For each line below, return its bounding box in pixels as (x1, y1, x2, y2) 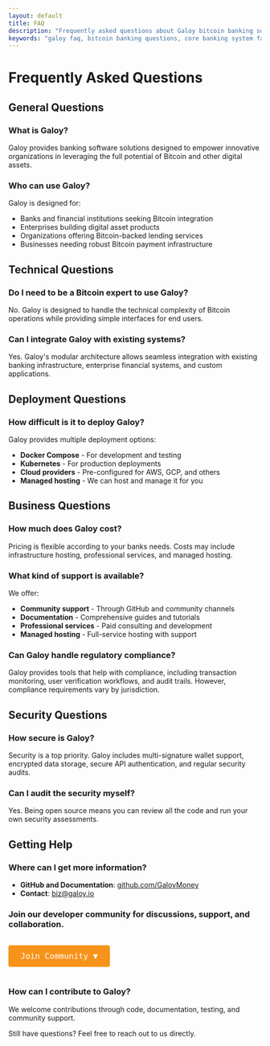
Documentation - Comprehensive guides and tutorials (19, 612, 201, 623)
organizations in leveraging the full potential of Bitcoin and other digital (8, 152, 243, 161)
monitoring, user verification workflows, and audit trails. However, (8, 676, 227, 686)
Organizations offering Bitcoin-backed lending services (19, 231, 203, 241)
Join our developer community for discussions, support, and (8, 909, 251, 920)
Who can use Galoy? (8, 180, 91, 191)
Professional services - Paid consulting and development (19, 621, 213, 631)
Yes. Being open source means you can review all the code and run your (8, 806, 248, 815)
